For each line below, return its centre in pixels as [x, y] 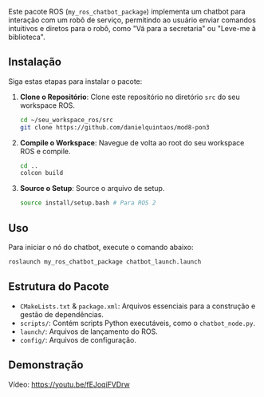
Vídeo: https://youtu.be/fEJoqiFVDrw [69, 384]
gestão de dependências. [61, 314]
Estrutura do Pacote [59, 287]
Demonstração [46, 365]
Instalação [35, 62]
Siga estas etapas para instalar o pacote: [75, 81]
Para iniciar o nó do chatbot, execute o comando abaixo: [101, 247]
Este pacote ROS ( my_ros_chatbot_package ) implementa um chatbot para [127, 12]
